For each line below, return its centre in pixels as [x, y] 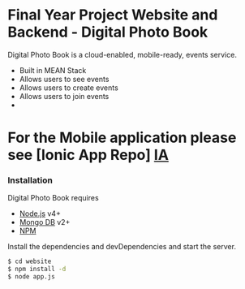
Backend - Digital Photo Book [108, 32]
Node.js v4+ [40, 214]
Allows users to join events [64, 96]
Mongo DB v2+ [45, 222]
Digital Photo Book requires [53, 198]
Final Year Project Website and [113, 15]
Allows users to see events [64, 79]
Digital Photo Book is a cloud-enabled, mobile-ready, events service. [122, 54]
